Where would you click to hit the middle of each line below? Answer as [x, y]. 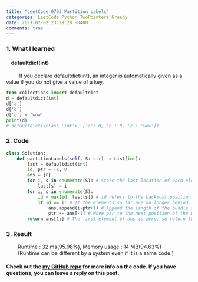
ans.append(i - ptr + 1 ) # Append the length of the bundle [118, 208]
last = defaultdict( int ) [58, 164]
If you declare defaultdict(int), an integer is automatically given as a [101, 76]
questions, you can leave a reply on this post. [63, 273]
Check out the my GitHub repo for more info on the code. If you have [91, 267]
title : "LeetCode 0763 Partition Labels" [58, 12]
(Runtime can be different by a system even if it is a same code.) [95, 253]
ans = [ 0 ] [39, 175]
